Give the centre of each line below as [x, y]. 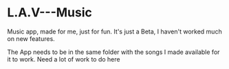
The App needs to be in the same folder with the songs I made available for [113, 52]
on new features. [31, 38]
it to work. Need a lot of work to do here [64, 59]
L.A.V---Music [50, 13]
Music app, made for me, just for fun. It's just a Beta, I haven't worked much [115, 31]
